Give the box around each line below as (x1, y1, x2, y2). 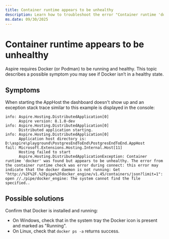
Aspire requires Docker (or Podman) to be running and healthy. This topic (5, 66, 157, 72)
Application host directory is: (18, 137, 87, 142)
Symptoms (5, 86, 40, 94)
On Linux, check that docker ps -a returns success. (12, 228, 120, 234)
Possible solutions (5, 194, 64, 203)
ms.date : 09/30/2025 (5, 17, 49, 22)
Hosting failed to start (18, 150, 71, 155)
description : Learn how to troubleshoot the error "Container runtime (5, 12, 156, 17)
